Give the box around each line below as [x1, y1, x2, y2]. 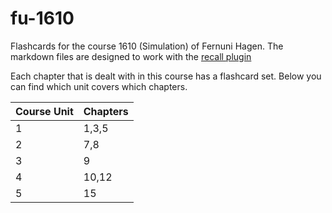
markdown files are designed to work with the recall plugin [10, 50, 252, 62]
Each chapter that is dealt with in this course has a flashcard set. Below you [10, 70, 322, 82]
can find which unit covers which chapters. [10, 80, 188, 92]
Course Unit [15, 104, 74, 118]
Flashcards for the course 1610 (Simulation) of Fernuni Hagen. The [10, 40, 284, 52]
